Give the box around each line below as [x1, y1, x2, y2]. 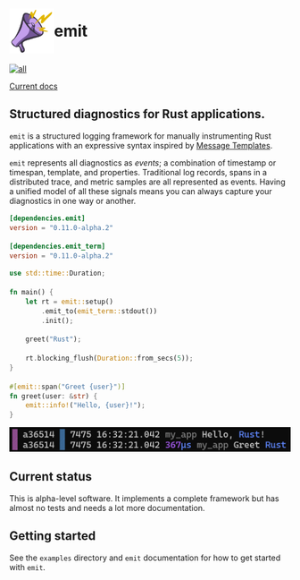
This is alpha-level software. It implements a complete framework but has [9, 492, 279, 504]
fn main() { [9, 287, 54, 296]
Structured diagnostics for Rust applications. [9, 107, 266, 122]
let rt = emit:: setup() [25, 297, 114, 306]
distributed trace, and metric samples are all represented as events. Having [9, 176, 286, 187]
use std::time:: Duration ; [9, 269, 105, 278]
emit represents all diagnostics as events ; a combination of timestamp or [9, 157, 277, 168]
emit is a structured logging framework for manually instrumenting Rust [9, 130, 271, 141]
